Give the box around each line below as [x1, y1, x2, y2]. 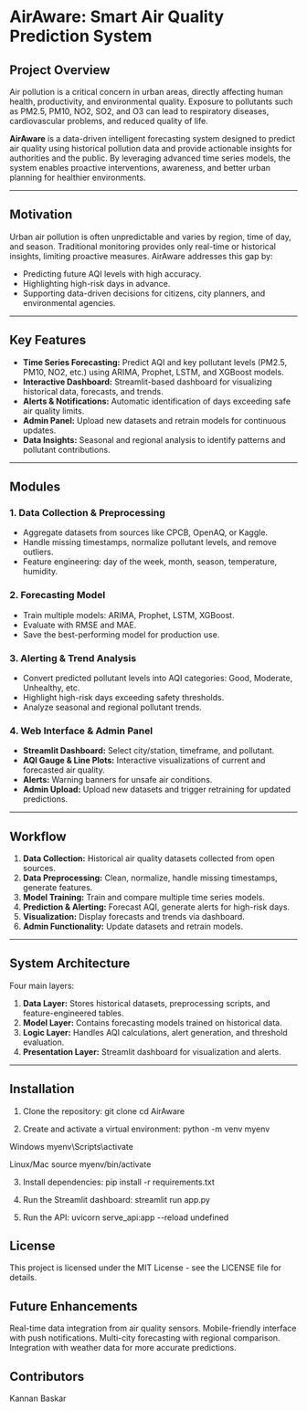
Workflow [9, 828, 67, 844]
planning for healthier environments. [9, 172, 146, 183]
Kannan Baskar [9, 1393, 67, 1404]
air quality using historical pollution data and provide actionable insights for [9, 143, 292, 153]
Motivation [9, 207, 73, 223]
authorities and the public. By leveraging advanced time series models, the [9, 153, 291, 163]
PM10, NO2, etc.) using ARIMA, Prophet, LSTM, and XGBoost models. [22, 366, 285, 377]
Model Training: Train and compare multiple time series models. [22, 892, 265, 903]
